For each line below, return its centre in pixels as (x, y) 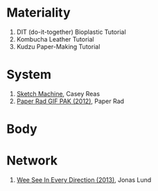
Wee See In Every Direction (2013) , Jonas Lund (84, 180)
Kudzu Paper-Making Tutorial (58, 46)
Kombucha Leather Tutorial (55, 39)
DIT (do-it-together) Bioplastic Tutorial (71, 32)
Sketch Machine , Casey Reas (58, 93)
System (29, 75)
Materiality (38, 13)
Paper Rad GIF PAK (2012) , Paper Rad (70, 101)
